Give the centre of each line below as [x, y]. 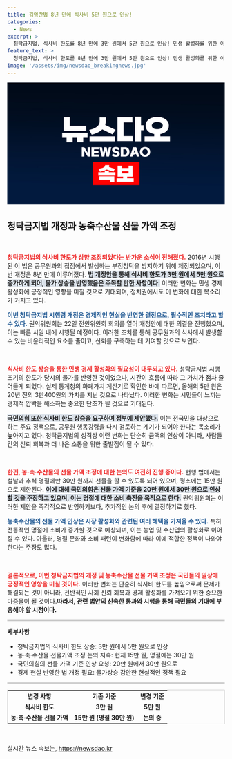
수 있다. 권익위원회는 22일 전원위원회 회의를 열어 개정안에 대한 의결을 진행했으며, [116, 324]
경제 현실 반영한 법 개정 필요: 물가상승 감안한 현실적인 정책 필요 [101, 673]
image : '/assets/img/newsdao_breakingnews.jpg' [77, 66]
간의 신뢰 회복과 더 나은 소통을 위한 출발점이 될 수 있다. [80, 444]
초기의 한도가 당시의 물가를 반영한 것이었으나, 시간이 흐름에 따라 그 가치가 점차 [112, 378]
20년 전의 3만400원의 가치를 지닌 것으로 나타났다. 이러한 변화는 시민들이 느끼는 [114, 395]
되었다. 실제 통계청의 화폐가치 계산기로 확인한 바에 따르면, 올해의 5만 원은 [124, 386]
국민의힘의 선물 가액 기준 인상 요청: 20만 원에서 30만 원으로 [97, 664]
